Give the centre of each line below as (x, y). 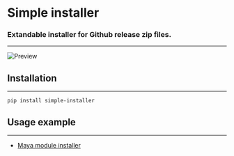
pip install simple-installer (51, 101)
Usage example (42, 122)
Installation (32, 78)
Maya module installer (49, 146)
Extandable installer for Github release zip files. (89, 35)
